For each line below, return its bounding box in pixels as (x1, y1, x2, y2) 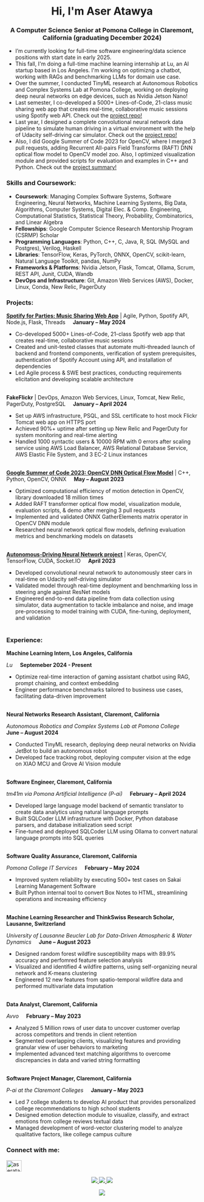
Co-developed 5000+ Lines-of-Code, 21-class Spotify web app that (15, 330, 185, 338)
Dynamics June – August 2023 (6, 938, 91, 946)
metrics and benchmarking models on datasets (15, 533, 134, 540)
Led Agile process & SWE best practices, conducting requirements (15, 369, 182, 376)
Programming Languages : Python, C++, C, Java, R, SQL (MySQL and (15, 238, 190, 245)
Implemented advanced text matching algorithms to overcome (15, 1050, 171, 1057)
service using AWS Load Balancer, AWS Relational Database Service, (15, 444, 188, 452)
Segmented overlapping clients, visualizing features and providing (15, 1037, 181, 1045)
